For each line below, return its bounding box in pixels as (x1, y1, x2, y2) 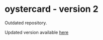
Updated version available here (4, 29, 69, 35)
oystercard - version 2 (4, 3, 99, 15)
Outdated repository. (4, 20, 47, 26)
